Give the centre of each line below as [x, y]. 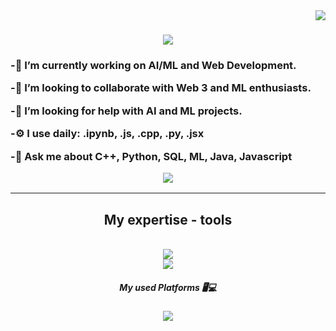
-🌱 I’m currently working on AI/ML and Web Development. [153, 66]
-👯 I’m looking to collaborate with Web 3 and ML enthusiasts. [161, 88]
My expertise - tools [168, 219]
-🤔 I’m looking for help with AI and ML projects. [126, 111]
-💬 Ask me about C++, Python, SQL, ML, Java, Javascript [151, 156]
